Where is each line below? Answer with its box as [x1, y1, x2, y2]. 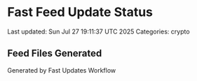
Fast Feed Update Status [7, 4, 153, 20]
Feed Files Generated [7, 47, 102, 59]
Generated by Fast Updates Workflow [7, 66, 116, 74]
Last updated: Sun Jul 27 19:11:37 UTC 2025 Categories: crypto [7, 27, 191, 36]
